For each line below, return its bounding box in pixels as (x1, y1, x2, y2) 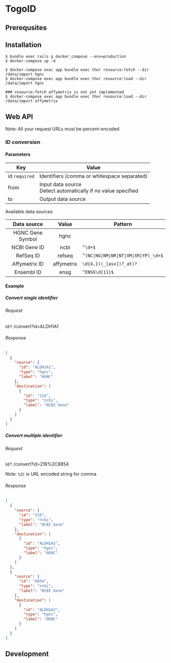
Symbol (18, 236, 37, 243)
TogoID (5, 3, 37, 15)
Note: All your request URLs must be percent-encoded (5, 126, 120, 132)
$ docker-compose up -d (5, 59, 56, 64)
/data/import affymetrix (5, 99, 58, 104)
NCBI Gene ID (11, 244, 45, 251)
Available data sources (5, 209, 53, 215)
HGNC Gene (13, 229, 43, 237)
